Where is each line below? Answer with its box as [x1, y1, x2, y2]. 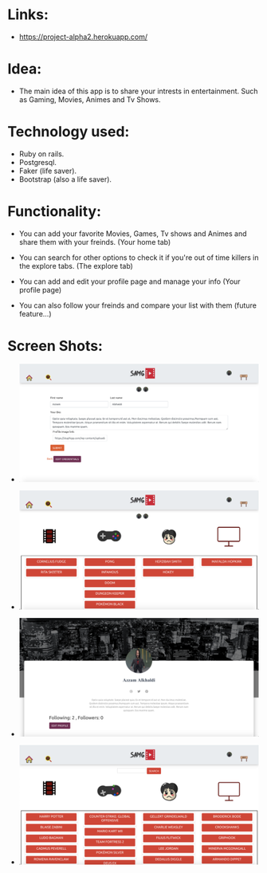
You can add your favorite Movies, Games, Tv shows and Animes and [18, 229, 248, 238]
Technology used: [7, 123, 130, 141]
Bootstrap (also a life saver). [18, 174, 112, 184]
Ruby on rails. [18, 149, 65, 159]
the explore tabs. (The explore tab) [18, 261, 133, 270]
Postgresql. [18, 157, 57, 167]
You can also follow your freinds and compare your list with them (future [18, 301, 257, 310]
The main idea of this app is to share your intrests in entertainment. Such [18, 86, 258, 96]
